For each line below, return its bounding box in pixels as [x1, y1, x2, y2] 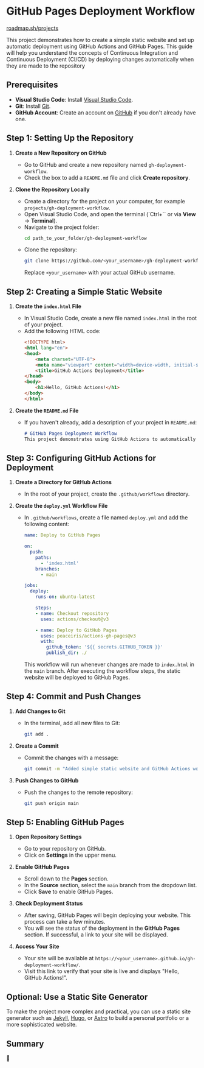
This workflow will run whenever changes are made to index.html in [24, 661, 195, 668]
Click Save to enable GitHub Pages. [24, 888, 114, 896]
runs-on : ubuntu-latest [35, 594, 95, 600]
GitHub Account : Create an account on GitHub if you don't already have [15, 108, 196, 116]
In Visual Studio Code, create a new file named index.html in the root [24, 315, 197, 322]
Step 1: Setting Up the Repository [6, 133, 134, 144]
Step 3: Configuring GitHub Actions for [6, 452, 157, 463]
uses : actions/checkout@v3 [40, 616, 109, 622]
